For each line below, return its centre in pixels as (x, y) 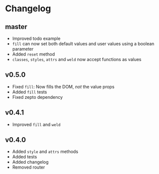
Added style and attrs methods (45, 152)
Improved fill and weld (36, 124)
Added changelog (30, 162)
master (16, 27)
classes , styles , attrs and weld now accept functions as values (77, 59)
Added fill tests (30, 92)
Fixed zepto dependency (37, 97)
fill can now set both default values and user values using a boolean (83, 44)
